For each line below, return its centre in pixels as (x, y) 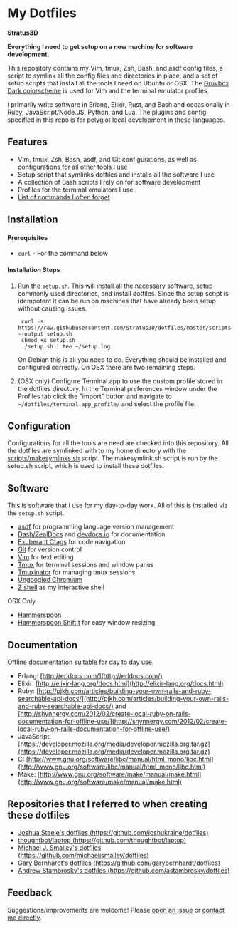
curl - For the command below (63, 254)
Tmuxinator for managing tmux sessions (76, 572)
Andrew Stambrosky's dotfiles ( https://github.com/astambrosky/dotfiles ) (124, 870)
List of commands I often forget (64, 197)
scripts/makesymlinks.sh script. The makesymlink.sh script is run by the (113, 458)
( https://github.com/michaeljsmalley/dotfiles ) (83, 855)
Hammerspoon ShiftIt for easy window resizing (86, 623)
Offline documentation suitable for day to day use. (81, 662)
